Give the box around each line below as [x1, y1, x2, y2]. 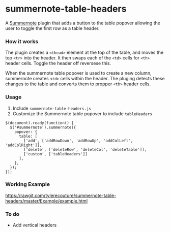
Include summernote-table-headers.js [12, 105, 92, 111]
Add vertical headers [12, 222, 57, 228]
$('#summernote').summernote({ [10, 125, 76, 130]
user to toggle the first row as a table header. [5, 25, 100, 31]
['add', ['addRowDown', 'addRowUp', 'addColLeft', [23, 138, 133, 143]
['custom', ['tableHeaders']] [23, 151, 88, 156]
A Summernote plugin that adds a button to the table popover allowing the [5, 20, 160, 26]
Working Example [5, 181, 50, 188]
